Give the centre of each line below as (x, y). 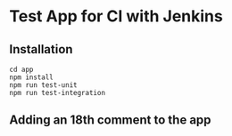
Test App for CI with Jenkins (116, 16)
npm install (31, 77)
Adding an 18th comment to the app (110, 120)
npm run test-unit (43, 85)
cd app (21, 69)
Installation (41, 49)
